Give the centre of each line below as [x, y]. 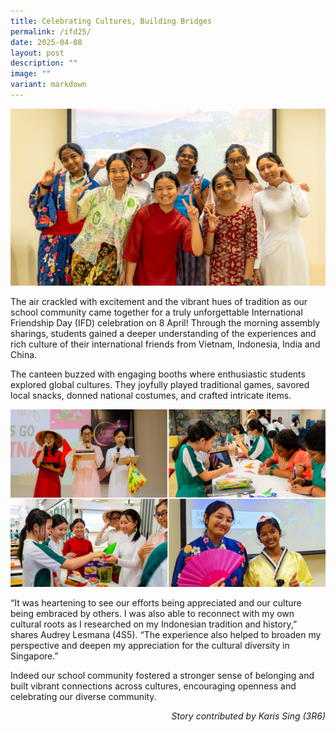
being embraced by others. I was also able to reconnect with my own [152, 613]
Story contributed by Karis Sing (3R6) [248, 716]
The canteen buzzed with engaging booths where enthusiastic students [158, 374]
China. [24, 355]
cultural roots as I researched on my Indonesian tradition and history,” [154, 624]
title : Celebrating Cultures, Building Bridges [111, 21]
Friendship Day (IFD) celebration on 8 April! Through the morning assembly [165, 323]
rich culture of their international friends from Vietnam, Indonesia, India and [165, 344]
